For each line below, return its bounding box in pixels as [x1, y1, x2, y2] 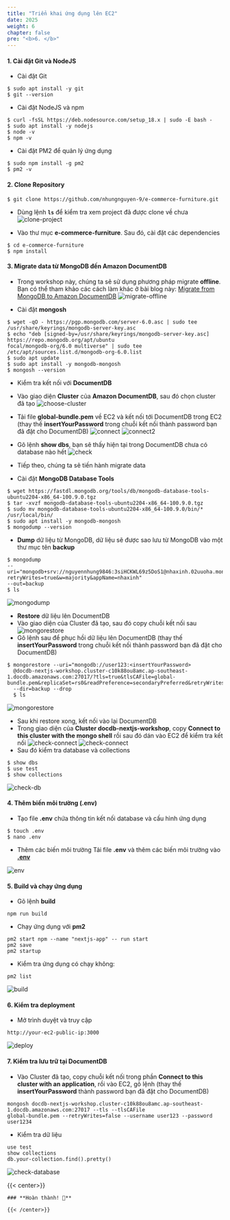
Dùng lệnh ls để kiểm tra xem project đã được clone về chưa [16, 207, 188, 216]
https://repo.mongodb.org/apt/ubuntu [7, 336, 115, 343]
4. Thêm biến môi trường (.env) [7, 799, 97, 807]
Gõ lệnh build [16, 897, 56, 906]
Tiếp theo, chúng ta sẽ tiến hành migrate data [16, 461, 146, 469]
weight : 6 [7, 23, 36, 30]
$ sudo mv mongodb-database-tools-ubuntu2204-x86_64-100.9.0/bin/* [7, 505, 204, 512]
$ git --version [7, 91, 53, 98]
